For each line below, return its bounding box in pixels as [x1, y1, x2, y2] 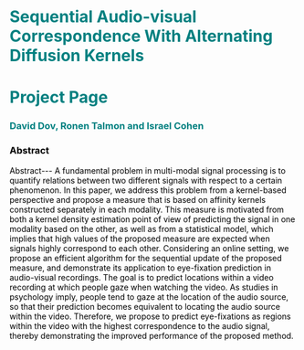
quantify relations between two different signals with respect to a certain [9, 175, 283, 186]
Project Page [9, 87, 109, 108]
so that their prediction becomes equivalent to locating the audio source [9, 301, 281, 312]
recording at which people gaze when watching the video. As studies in [9, 281, 278, 292]
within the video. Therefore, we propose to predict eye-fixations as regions [9, 311, 291, 322]
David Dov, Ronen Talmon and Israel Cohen [9, 120, 204, 133]
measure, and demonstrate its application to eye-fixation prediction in [9, 262, 272, 273]
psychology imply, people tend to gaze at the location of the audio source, [9, 291, 289, 302]
